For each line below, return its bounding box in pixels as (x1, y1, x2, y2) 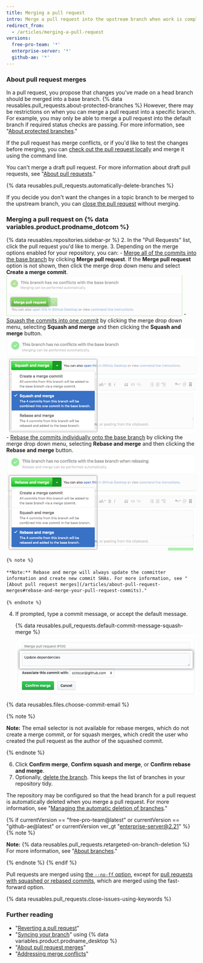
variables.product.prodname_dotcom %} (6, 223, 130, 231)
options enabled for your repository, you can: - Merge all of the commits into (6, 249, 197, 256)
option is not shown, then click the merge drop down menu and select (6, 262, 180, 269)
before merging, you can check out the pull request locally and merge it (6, 146, 184, 153)
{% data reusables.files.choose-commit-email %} (6, 701, 130, 708)
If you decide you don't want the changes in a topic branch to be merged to (6, 194, 195, 201)
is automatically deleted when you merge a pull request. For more (6, 798, 169, 806)
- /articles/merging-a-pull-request (11, 29, 104, 35)
